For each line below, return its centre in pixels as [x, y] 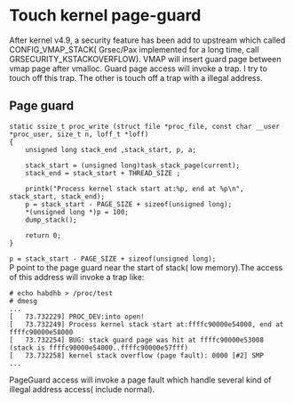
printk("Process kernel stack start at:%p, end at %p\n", [135, 189]
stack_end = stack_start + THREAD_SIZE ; [103, 173]
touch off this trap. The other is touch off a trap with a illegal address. [136, 77]
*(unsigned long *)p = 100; [77, 212]
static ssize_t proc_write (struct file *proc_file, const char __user [144, 126]
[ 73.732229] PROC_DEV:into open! [77, 317]
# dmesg [24, 301]
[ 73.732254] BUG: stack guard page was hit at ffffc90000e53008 [137, 340]
